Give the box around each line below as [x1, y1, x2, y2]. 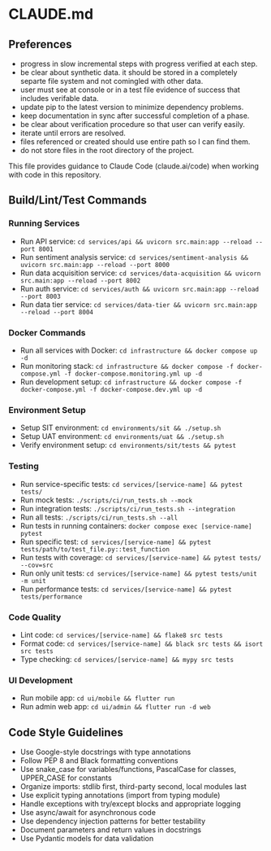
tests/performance [19, 592, 83, 601]
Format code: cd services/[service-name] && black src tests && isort [19, 638, 264, 648]
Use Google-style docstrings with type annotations [19, 747, 191, 757]
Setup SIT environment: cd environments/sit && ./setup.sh [19, 423, 222, 432]
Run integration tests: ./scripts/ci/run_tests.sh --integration [19, 503, 235, 513]
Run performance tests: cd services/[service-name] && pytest [19, 584, 233, 594]
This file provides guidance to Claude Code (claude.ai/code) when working [8, 161, 260, 171]
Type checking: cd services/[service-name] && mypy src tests [19, 654, 234, 664]
